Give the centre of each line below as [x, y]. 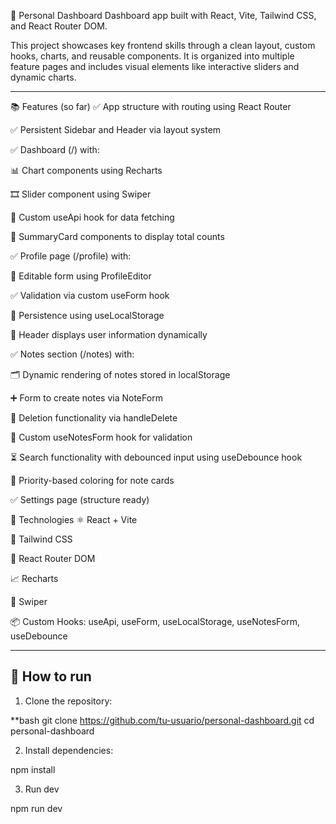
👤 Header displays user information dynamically [109, 334]
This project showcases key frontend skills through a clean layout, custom [163, 45]
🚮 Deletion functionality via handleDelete [94, 418]
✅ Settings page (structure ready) [80, 499]
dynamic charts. [43, 77]
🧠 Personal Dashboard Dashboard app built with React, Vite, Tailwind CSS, [163, 15]
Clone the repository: [68, 701]
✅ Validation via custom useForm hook [90, 295]
